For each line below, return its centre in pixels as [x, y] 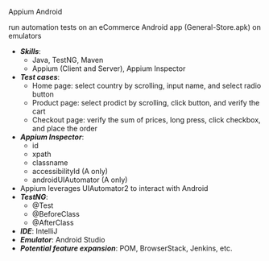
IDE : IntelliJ [39, 231]
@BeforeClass [56, 214]
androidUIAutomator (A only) [80, 180]
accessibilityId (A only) [70, 171]
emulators [25, 36]
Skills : [31, 51]
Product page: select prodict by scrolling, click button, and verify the [146, 103]
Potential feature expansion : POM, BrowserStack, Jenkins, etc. [126, 248]
